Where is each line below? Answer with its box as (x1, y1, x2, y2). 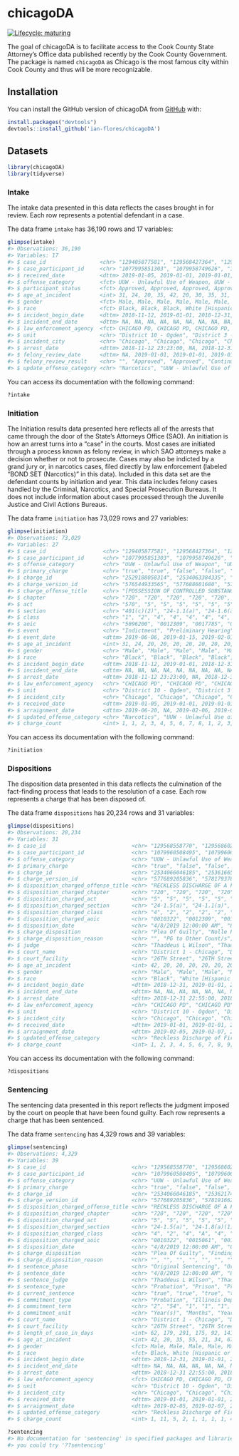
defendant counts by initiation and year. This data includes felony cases (7, 478, 218, 486)
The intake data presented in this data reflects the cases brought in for (7, 203, 214, 212)
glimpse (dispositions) (7, 822, 75, 830)
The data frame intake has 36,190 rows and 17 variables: (7, 225, 174, 233)
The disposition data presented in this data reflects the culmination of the (7, 779, 222, 789)
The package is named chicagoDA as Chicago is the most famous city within (7, 57, 229, 66)
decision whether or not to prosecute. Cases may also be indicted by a (7, 455, 215, 463)
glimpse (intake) (7, 239, 55, 246)
